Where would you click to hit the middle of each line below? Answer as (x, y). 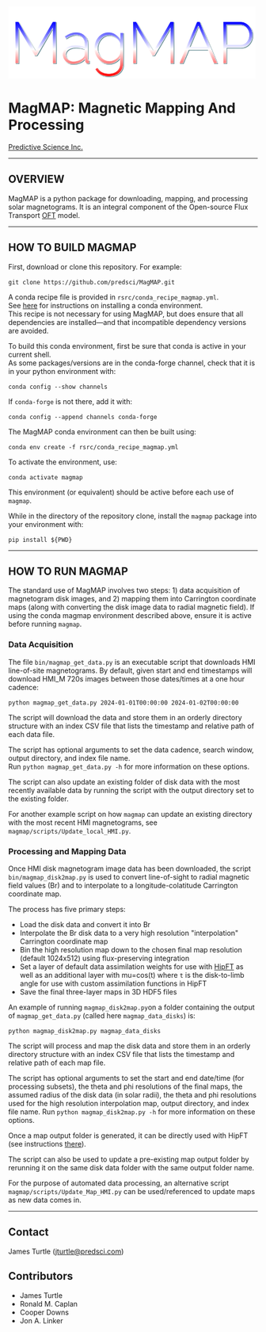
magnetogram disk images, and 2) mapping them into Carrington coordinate (132, 599)
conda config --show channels (58, 387)
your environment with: (46, 524)
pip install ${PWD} (40, 540)
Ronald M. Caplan (48, 1303)
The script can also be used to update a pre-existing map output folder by (129, 1159)
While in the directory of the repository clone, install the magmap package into (133, 516)
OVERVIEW (36, 179)
